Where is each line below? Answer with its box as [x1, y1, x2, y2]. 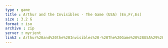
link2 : [5, 35, 21, 40]
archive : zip [5, 26, 35, 31]
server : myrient [5, 30, 41, 35]
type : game [5, 7, 30, 12]
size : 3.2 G [5, 16, 32, 21]
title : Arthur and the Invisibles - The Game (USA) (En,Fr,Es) [5, 12, 142, 17]
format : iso [5, 21, 32, 26]
